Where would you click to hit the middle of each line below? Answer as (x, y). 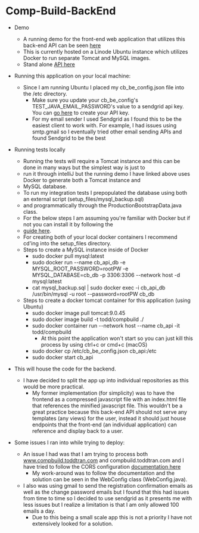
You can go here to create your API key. (80, 113)
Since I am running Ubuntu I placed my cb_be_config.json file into (104, 87)
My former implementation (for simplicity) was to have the (103, 393)
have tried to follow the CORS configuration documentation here (102, 466)
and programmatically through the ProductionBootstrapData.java (102, 205)
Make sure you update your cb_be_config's (85, 100)
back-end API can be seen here (62, 45)
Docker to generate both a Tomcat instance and (82, 180)
